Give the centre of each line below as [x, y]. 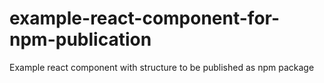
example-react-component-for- [145, 18]
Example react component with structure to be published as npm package [162, 67]
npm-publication [80, 39]
